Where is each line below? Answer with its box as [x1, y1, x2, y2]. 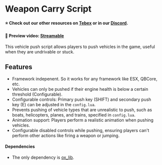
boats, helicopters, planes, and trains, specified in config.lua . [12, 112, 135, 117]
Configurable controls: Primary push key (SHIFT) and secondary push [12, 96, 151, 102]
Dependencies [5, 144, 35, 149]
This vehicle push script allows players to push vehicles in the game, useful [5, 44, 155, 49]
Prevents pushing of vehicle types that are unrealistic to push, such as [12, 107, 152, 113]
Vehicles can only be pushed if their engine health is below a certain [12, 86, 148, 92]
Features [5, 63, 32, 71]
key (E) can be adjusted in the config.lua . [12, 101, 96, 107]
